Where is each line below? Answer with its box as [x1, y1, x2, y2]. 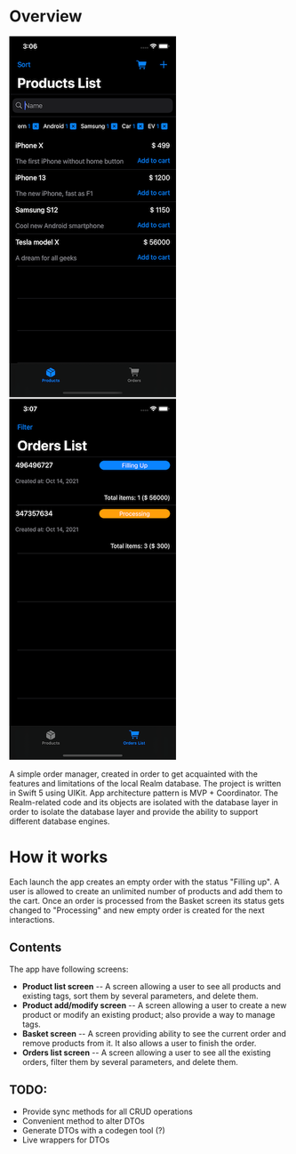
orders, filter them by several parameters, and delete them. [21, 1056, 238, 1067]
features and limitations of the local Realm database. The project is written [9, 778, 282, 788]
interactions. [9, 914, 55, 924]
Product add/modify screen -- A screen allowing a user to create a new [21, 999, 287, 1011]
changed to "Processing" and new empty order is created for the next [9, 905, 265, 916]
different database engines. [9, 816, 110, 827]
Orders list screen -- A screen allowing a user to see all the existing [21, 1047, 271, 1058]
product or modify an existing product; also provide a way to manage [21, 1009, 276, 1020]
